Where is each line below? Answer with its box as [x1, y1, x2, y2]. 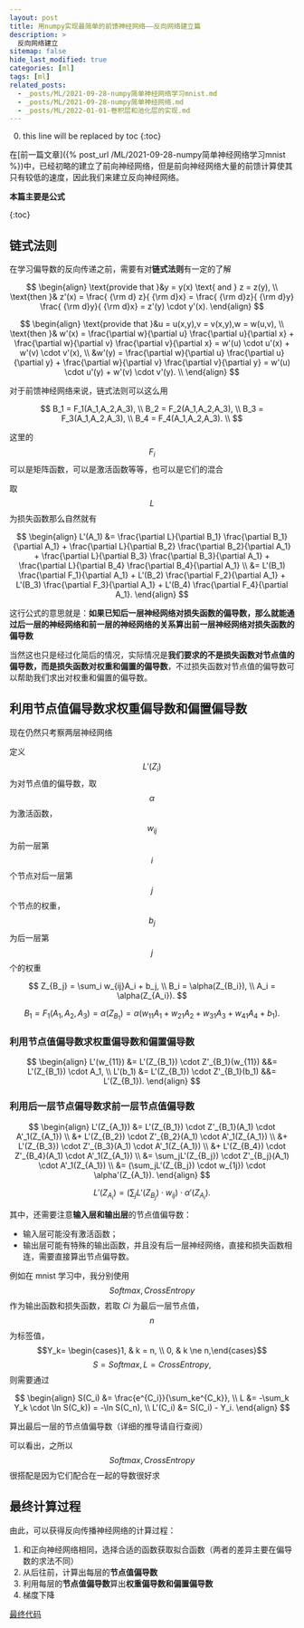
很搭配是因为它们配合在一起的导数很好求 [9, 1470, 160, 1480]
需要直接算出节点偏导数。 [38, 1250, 134, 1261]
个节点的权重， [9, 900, 65, 911]
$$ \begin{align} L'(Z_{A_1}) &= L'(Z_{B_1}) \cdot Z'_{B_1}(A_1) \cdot [28, 1121, 276, 1132]
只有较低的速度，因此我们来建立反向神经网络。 [9, 172, 184, 183]
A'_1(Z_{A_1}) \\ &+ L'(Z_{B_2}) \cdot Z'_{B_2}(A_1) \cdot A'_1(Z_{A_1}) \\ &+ [16, 1131, 288, 1142]
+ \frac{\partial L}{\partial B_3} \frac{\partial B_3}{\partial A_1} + [33, 550, 271, 561]
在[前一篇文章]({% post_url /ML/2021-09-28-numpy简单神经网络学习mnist [9, 149, 287, 160]
